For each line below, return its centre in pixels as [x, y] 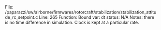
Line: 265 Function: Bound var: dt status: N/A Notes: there [97, 17]
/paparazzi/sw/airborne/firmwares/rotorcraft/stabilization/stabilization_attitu [81, 12]
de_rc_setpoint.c [22, 17]
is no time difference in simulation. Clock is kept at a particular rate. [72, 22]
